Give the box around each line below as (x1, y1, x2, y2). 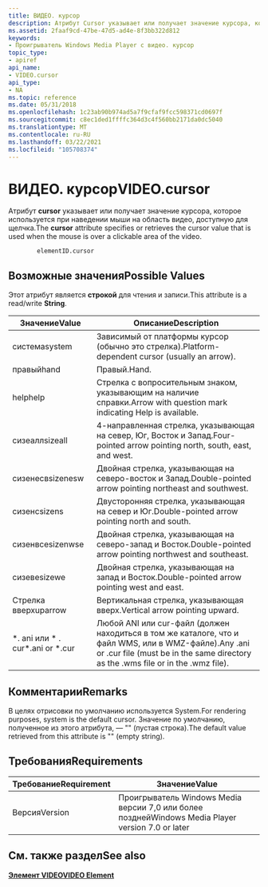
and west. (96, 450, 133, 461)
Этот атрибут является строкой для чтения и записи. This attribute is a (8, 290, 247, 300)
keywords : (8, 34, 41, 42)
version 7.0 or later (118, 821, 190, 833)
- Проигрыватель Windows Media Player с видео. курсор (8, 42, 195, 50)
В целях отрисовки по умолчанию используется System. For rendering (8, 706, 246, 715)
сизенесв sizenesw (12, 473, 85, 484)
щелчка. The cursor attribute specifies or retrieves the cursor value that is (8, 223, 251, 233)
